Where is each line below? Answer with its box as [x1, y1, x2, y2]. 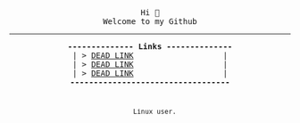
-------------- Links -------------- [67, 42, 233, 52]
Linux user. [132, 107, 177, 116]
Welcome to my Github [102, 17, 198, 26]
